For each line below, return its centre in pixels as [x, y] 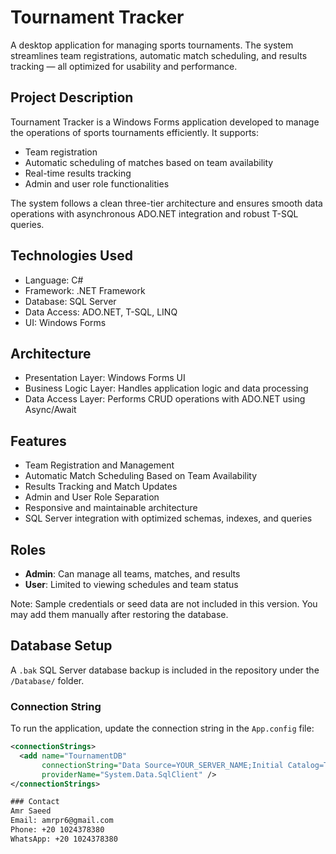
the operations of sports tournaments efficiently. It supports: [135, 132]
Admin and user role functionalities [97, 183]
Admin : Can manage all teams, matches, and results [132, 574]
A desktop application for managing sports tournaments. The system [152, 45]
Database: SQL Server [70, 301]
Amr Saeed [31, 811]
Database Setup [61, 646]
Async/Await [50, 410]
